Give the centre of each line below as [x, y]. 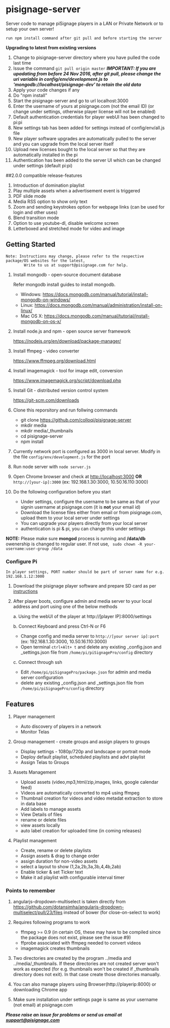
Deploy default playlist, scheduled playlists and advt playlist [83, 757]
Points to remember [31, 890]
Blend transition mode [36, 218]
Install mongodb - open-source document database [67, 274]
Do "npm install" [30, 95]
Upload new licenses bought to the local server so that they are [79, 149]
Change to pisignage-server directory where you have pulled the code [87, 57]
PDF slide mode [30, 196]
